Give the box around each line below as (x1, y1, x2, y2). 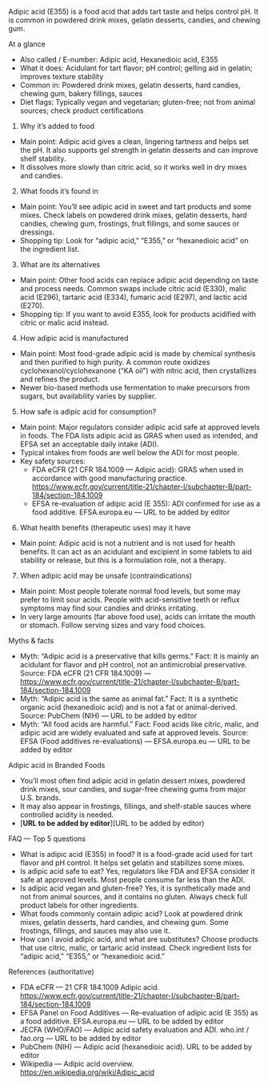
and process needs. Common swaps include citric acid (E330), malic (19, 284, 247, 293)
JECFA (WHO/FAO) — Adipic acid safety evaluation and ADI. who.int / (19, 1025, 250, 1035)
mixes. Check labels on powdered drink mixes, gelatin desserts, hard (19, 210, 247, 219)
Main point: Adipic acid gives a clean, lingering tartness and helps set (19, 137, 250, 146)
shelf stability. (19, 154, 66, 163)
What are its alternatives (19, 260, 101, 269)
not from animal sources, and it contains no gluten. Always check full (19, 892, 248, 901)
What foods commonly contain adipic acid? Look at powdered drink (19, 909, 243, 919)
